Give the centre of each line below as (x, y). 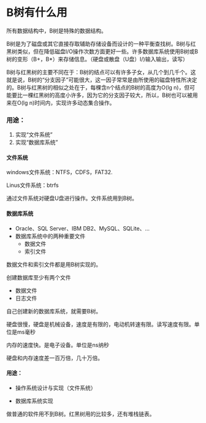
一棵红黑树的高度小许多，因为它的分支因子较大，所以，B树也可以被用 (110, 95)
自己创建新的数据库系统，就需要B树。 (54, 311)
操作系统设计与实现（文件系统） (55, 387)
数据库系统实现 (34, 401)
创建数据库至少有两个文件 (39, 277)
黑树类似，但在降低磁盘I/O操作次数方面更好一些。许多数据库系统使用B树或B (102, 51)
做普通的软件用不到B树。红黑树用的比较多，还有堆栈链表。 (81, 414)
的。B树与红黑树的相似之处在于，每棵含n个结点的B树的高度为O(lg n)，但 (98, 87)
